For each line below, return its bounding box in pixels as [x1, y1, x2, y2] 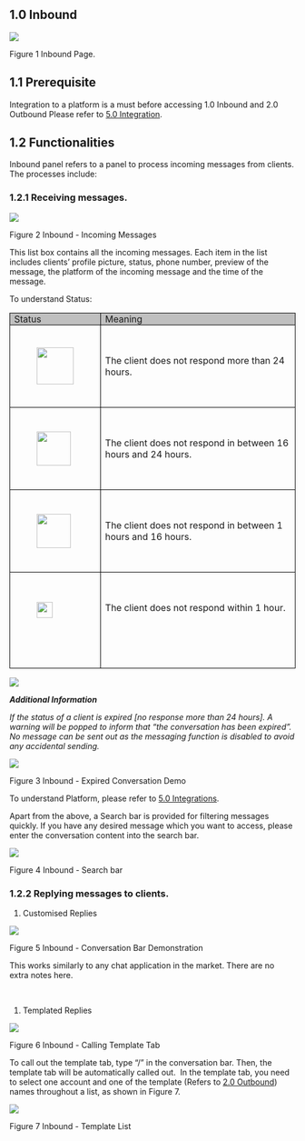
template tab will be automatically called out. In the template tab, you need [9, 1067, 290, 1078]
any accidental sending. [9, 740, 100, 751]
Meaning [104, 313, 143, 325]
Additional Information [9, 694, 98, 705]
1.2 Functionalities [9, 135, 115, 151]
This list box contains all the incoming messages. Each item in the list [9, 246, 268, 257]
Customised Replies [22, 908, 98, 919]
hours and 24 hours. [104, 447, 192, 460]
